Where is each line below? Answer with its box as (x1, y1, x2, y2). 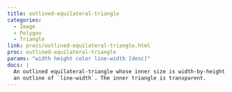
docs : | (7, 62, 30, 68)
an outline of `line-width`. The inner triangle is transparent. (13, 74, 207, 82)
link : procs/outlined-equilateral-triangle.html (7, 42, 151, 49)
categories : (7, 17, 42, 24)
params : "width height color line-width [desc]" (7, 55, 151, 62)
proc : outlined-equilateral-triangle (7, 49, 117, 56)
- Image (13, 23, 36, 30)
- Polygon (13, 29, 42, 37)
